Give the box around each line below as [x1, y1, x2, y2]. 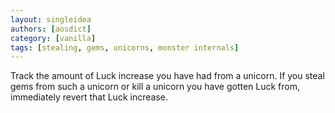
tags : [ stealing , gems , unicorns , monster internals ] [10, 42, 240, 53]
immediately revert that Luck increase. [10, 91, 168, 103]
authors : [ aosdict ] [10, 24, 92, 34]
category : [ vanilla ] [10, 33, 97, 43]
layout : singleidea [10, 14, 92, 25]
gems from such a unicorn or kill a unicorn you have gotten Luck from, [10, 81, 301, 93]
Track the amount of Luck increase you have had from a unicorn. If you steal [10, 70, 325, 82]
